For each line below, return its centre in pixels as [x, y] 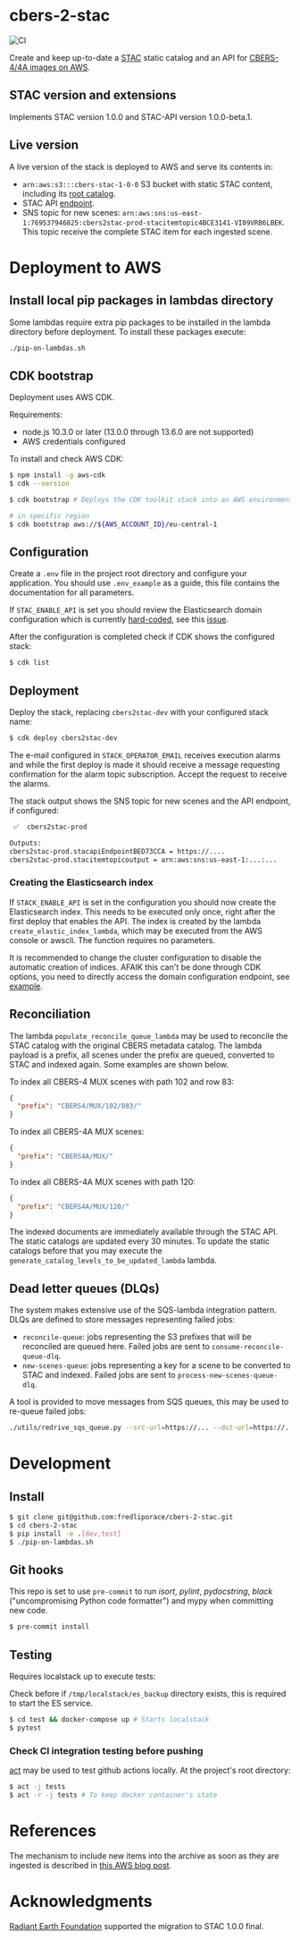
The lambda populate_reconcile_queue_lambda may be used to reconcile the [149, 1035]
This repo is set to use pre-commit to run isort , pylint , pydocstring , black [141, 1591]
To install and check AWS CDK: [67, 459]
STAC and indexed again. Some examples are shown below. [119, 1064]
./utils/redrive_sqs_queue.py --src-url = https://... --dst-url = [131, 1428]
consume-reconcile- [247, 1348]
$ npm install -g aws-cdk [57, 475]
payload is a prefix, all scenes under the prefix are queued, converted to [142, 1055]
